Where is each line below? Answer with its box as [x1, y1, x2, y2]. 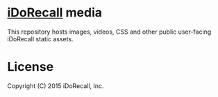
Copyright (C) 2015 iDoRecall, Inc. [7, 81, 104, 90]
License [7, 59, 54, 75]
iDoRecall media [7, 5, 103, 21]
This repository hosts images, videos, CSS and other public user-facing [7, 28, 212, 36]
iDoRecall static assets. [7, 34, 74, 43]
